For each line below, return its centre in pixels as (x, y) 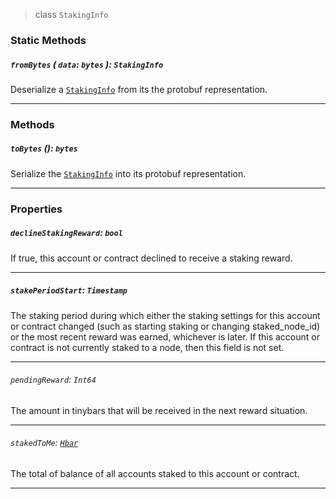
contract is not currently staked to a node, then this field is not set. (147, 347)
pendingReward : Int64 (53, 380)
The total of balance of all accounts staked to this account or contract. (155, 474)
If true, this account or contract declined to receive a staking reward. (151, 258)
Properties (36, 209)
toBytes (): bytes (44, 148)
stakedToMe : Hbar (44, 443)
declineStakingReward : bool (66, 233)
